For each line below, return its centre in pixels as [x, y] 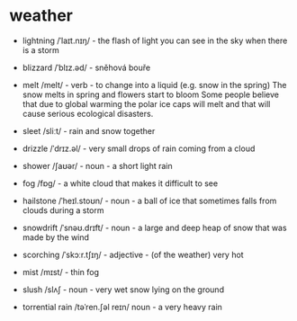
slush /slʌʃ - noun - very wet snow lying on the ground [123, 290]
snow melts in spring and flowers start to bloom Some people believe [150, 94]
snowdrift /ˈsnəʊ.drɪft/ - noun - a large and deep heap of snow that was [154, 227]
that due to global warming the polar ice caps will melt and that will [146, 103]
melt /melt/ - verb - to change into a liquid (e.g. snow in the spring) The [154, 85]
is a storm [41, 49]
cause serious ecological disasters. [88, 113]
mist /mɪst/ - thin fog [60, 272]
